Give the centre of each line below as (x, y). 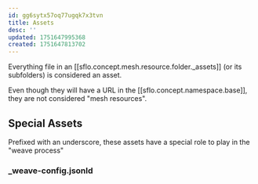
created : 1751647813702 (47, 45)
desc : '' (22, 30)
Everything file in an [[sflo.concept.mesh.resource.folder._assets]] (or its (125, 67)
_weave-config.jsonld (51, 171)
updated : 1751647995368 (47, 37)
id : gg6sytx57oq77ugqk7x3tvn (56, 15)
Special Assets (45, 123)
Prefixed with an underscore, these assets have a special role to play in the (129, 142)
